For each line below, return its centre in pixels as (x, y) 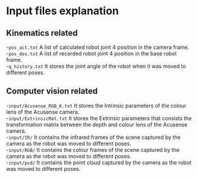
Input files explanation (62, 11)
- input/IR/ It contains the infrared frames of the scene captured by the (93, 137)
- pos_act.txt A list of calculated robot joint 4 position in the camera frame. (98, 47)
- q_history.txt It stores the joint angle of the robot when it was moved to (96, 66)
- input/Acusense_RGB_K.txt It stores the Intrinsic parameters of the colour (96, 105)
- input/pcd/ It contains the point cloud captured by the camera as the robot (99, 163)
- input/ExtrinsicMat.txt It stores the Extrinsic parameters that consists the (99, 118)
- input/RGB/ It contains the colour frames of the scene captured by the (93, 149)
